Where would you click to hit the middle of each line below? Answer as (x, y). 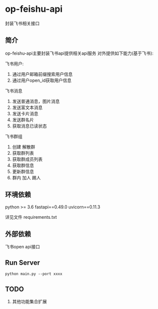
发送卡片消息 (25, 113)
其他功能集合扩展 (29, 301)
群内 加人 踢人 (26, 177)
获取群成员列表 (27, 159)
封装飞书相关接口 (22, 23)
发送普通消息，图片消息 (36, 101)
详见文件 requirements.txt (31, 217)
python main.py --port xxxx (34, 274)
